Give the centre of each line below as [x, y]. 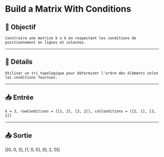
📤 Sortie [19, 136]
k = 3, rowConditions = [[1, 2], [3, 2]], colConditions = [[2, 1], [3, [81, 111]
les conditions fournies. [31, 77]
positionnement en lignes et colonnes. [46, 42]
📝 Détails [19, 62]
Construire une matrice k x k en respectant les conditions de [71, 38]
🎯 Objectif [20, 27]
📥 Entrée [20, 98]
